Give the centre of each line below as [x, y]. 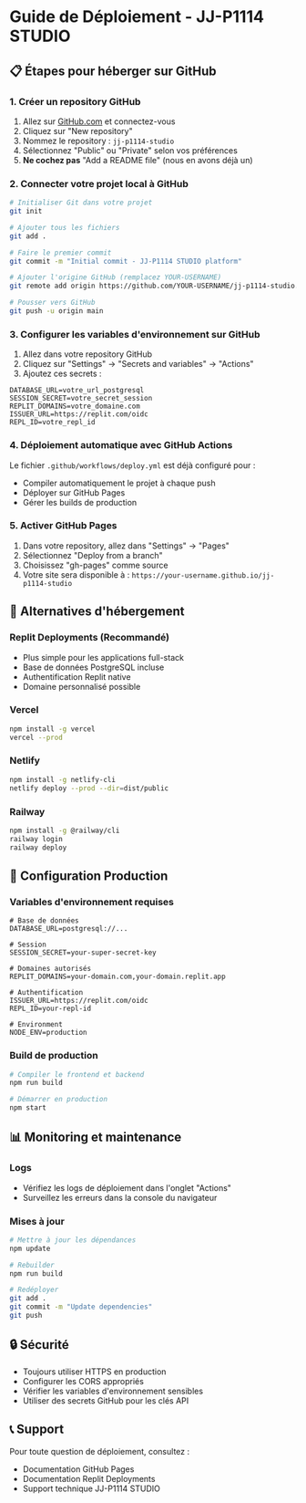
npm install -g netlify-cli [63, 779]
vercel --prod [36, 737]
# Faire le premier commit [61, 253]
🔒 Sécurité [40, 1345]
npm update [30, 1248]
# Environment [36, 1025]
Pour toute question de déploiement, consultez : [99, 1451]
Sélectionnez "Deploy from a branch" [93, 555]
